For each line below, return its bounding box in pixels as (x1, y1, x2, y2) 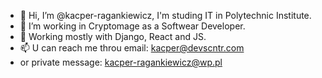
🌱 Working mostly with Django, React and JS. (19, 31, 207, 42)
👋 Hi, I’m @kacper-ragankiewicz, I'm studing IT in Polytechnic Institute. (19, 10, 312, 21)
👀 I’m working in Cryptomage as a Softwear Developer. (19, 20, 246, 32)
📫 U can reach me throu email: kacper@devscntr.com (19, 42, 245, 54)
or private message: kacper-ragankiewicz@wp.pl (19, 56, 223, 68)
